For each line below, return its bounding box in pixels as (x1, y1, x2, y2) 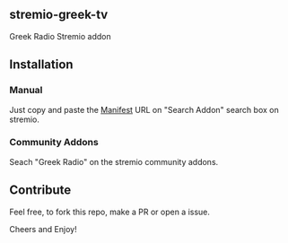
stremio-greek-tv (9, 7, 109, 22)
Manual (9, 84, 43, 97)
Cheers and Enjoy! (9, 223, 78, 234)
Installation (9, 57, 74, 73)
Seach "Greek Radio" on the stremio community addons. (9, 156, 219, 167)
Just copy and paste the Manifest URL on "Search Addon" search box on (9, 104, 280, 115)
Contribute (9, 183, 72, 198)
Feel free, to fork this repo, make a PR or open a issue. (9, 206, 211, 217)
